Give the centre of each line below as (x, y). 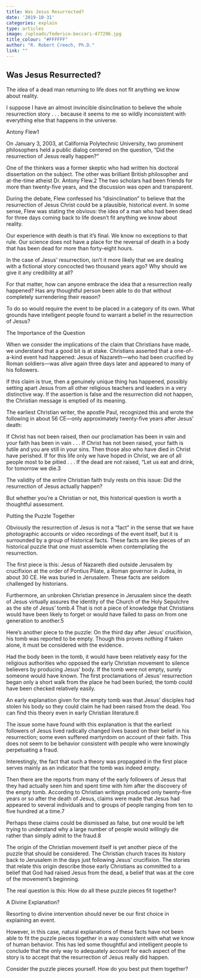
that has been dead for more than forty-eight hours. (70, 248)
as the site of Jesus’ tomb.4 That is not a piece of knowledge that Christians (100, 608)
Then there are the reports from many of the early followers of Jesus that (96, 779)
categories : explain (32, 23)
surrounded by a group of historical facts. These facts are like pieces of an (98, 540)
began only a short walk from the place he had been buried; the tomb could (99, 682)
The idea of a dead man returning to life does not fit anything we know (93, 89)
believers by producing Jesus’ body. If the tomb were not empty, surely (94, 669)
